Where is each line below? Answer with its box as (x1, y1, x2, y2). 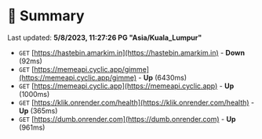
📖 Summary (7, 7, 85, 25)
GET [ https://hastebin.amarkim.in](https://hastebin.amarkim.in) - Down (18, 48, 245, 57)
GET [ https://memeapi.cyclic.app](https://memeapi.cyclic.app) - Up (18, 81, 235, 91)
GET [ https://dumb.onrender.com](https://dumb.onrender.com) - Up (18, 114, 236, 123)
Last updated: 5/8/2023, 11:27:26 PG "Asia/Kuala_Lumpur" (7, 33, 202, 42)
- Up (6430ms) (138, 73, 187, 82)
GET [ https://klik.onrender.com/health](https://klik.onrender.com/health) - (18, 98, 255, 107)
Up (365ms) (18, 105, 58, 116)
